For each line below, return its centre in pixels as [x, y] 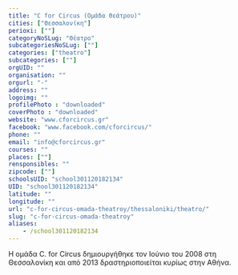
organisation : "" [37, 75]
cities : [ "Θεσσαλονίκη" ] [50, 23]
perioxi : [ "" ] [32, 30]
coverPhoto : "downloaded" [53, 113]
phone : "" [25, 134]
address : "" [28, 90]
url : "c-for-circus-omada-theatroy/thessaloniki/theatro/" [109, 209]
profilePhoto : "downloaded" [57, 105]
